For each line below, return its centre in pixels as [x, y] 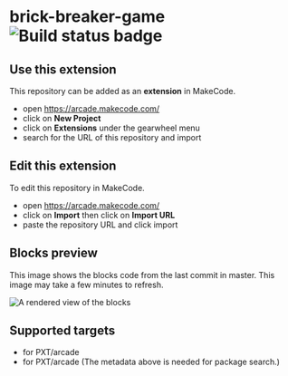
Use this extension [63, 69]
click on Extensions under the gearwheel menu [111, 128]
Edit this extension [63, 166]
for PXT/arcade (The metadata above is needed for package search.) [151, 362]
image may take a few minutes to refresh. [86, 284]
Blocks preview [53, 253]
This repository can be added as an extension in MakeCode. [123, 91]
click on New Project [62, 118]
